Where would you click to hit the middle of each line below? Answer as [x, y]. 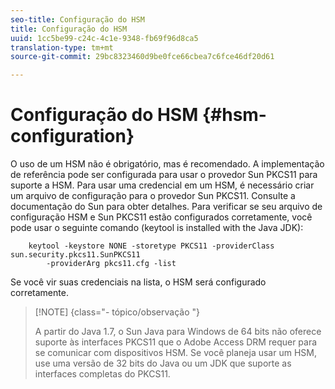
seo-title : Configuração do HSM [77, 19]
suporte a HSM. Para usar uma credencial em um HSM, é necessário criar [162, 185]
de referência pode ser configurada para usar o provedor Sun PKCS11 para [164, 175]
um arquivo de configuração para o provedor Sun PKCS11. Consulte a [153, 196]
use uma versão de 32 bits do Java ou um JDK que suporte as [163, 363]
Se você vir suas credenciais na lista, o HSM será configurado [138, 282]
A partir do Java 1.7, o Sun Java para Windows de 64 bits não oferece [178, 332]
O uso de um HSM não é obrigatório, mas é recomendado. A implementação [167, 164]
